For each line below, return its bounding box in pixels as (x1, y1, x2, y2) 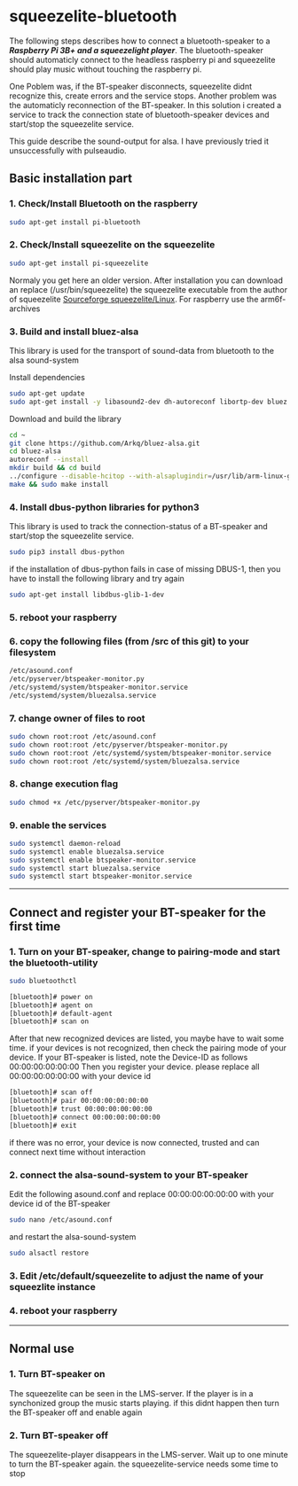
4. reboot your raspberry (9, 1304, 118, 1317)
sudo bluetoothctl (9, 976, 77, 985)
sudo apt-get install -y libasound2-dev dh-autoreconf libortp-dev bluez (9, 397, 288, 406)
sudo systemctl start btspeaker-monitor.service (9, 872, 192, 881)
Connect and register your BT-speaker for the (9, 904, 266, 919)
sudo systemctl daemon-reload (9, 839, 122, 848)
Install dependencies (9, 371, 86, 382)
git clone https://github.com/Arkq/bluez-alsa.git (9, 439, 200, 448)
